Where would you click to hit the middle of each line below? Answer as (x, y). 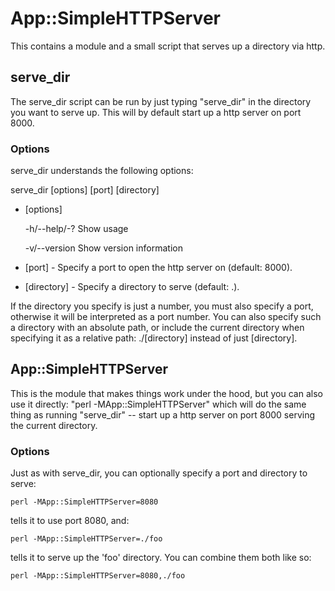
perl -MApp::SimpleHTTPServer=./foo (86, 539)
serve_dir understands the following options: (102, 171)
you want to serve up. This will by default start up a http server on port (156, 112)
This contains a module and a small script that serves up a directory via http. (168, 46)
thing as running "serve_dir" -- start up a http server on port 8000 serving (162, 414)
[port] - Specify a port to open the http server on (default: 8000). (158, 268)
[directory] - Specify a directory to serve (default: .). (132, 287)
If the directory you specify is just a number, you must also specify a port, (162, 306)
